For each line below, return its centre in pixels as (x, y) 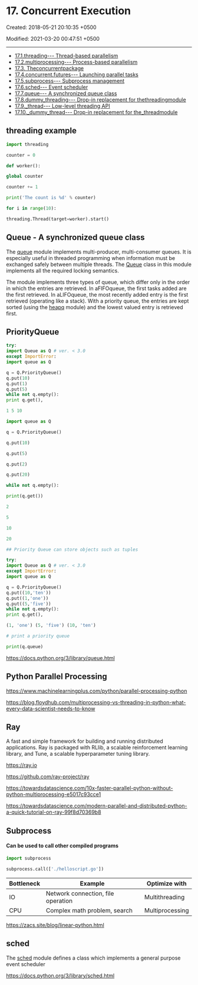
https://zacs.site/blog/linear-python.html (55, 925)
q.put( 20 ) (18, 475)
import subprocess (29, 858)
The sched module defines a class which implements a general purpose (93, 958)
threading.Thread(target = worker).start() (58, 219)
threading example (42, 131)
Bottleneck (25, 883)
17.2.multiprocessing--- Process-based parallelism (76, 62)
